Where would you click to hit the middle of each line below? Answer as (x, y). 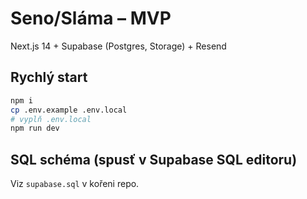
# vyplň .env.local (51, 119)
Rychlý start (49, 77)
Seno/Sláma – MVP (91, 18)
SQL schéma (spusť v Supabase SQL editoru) (154, 159)
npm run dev (35, 128)
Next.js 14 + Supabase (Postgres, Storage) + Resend (118, 46)
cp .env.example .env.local (69, 110)
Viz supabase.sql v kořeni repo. (75, 184)
